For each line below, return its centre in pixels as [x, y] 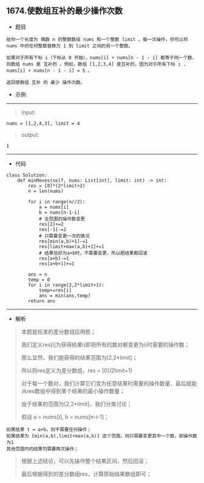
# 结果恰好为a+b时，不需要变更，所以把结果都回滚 [93, 253]
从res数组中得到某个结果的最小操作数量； [73, 391]
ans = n [38, 274]
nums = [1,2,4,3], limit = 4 [43, 123]
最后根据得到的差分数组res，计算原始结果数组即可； [86, 474]
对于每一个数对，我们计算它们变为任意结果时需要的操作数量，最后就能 [109, 383]
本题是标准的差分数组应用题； [58, 332]
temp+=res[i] [55, 290]
